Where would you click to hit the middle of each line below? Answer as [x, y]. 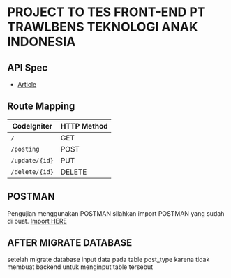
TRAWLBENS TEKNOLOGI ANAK [103, 27]
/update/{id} [32, 160]
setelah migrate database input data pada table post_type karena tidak [109, 260]
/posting [25, 149]
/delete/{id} [32, 171]
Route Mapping [41, 107]
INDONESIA [42, 42]
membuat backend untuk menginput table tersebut [80, 267]
